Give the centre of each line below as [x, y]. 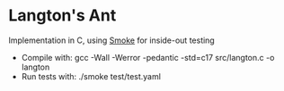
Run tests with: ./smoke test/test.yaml [91, 76]
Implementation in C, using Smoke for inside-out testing [111, 40]
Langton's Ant [62, 16]
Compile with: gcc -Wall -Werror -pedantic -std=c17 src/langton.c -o [148, 57]
